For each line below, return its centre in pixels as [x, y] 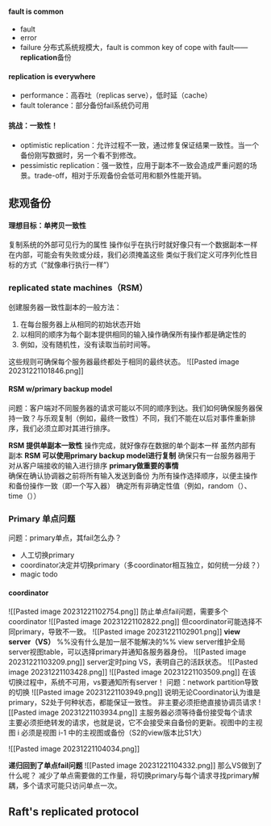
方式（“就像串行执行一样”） [68, 265]
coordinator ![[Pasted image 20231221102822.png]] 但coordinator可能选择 [132, 622]
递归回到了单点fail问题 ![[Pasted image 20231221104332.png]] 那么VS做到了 [135, 765]
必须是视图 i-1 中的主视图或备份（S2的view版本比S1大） [114, 733]
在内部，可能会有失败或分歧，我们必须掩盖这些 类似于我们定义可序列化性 [129, 255]
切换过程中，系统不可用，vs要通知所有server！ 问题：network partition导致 [133, 682]
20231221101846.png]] [46, 371]
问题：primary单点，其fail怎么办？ [65, 538]
